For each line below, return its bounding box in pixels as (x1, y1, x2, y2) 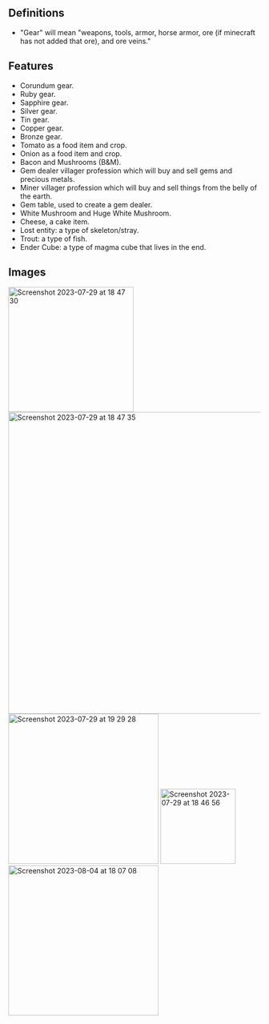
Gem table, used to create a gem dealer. (19, 199, 153, 209)
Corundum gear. (19, 80, 74, 90)
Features (8, 59, 54, 73)
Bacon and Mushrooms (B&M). (19, 157, 122, 167)
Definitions (8, 6, 65, 20)
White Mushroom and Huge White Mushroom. (19, 208, 172, 218)
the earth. (19, 191, 53, 201)
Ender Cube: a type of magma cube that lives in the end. (19, 242, 207, 251)
